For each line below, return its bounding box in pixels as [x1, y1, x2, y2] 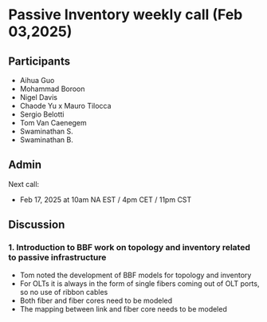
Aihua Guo [19, 76, 55, 85]
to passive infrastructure [8, 252, 107, 263]
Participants [8, 54, 70, 68]
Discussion [8, 218, 65, 232]
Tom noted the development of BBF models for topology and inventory [19, 270, 252, 280]
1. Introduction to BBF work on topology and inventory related [8, 242, 251, 253]
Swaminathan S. [19, 126, 73, 136]
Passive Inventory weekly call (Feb [8, 6, 243, 24]
